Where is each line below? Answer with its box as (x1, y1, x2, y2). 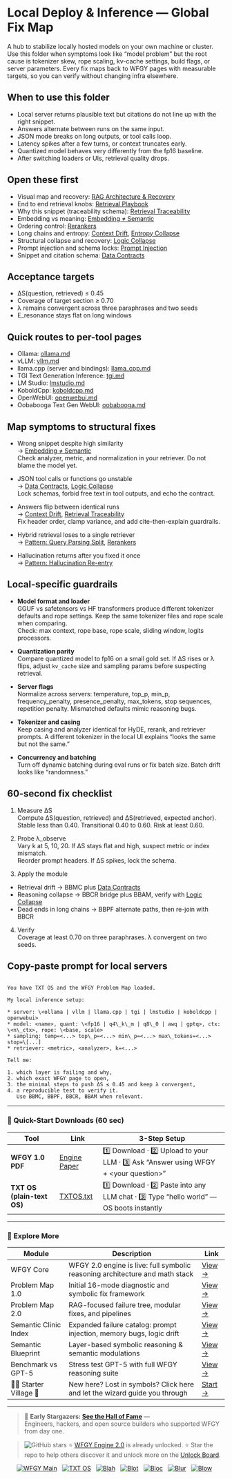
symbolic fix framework (68, 1289, 145, 1299)
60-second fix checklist (7, 788, 113, 800)
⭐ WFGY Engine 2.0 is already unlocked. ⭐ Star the (68, 1441, 213, 1449)
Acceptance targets (7, 271, 95, 282)
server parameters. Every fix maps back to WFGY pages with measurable (7, 64, 216, 72)
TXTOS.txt (59, 1191, 93, 1201)
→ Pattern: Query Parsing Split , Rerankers (17, 538, 137, 546)
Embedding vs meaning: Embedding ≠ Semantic (17, 214, 155, 222)
